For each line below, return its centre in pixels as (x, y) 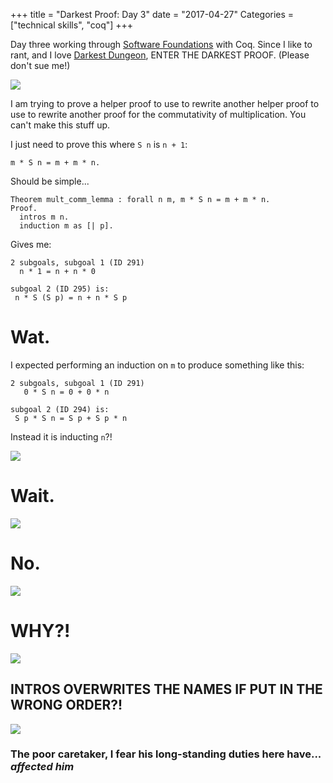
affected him (42, 767)
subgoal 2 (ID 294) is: (60, 409)
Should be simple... (50, 181)
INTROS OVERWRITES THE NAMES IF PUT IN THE (166, 689)
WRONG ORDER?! (66, 705)
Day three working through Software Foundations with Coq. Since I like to (161, 44)
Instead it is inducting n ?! (61, 436)
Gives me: (31, 244)
